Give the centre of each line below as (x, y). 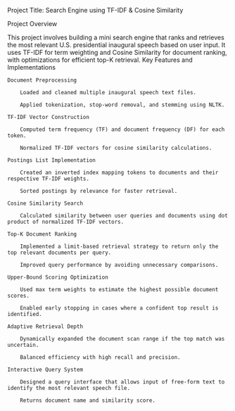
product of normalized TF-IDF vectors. (66, 222)
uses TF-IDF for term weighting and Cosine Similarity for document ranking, (117, 52)
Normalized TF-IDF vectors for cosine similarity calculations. (116, 148)
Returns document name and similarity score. (88, 400)
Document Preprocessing (42, 80)
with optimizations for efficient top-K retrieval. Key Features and (100, 60)
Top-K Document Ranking (42, 234)
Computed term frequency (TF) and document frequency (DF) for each (122, 129)
